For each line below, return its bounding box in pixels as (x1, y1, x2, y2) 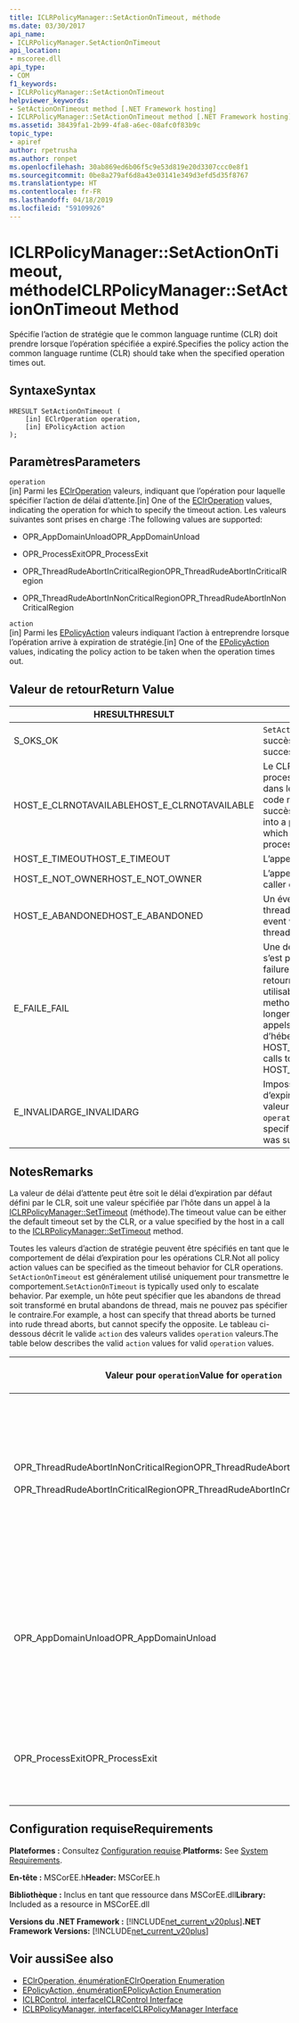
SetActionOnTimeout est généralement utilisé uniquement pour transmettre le (9, 1271, 289, 1281)
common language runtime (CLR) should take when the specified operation (9, 347, 285, 358)
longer (263, 1007, 291, 1020)
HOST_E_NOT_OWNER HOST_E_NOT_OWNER (13, 873, 202, 885)
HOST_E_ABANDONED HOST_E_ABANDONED (13, 909, 204, 922)
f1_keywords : (9, 79, 58, 88)
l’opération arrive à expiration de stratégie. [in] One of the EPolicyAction (9, 637, 270, 648)
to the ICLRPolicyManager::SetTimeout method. (9, 1225, 184, 1236)
